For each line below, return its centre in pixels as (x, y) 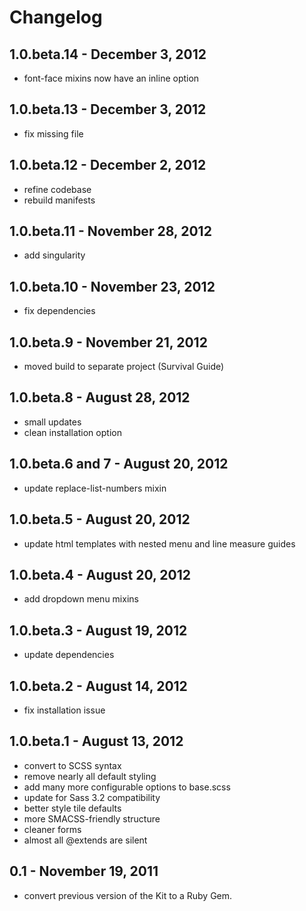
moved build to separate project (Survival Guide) (124, 367)
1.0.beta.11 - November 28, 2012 (110, 231)
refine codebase (57, 189)
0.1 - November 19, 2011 (84, 871)
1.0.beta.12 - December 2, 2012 (108, 165)
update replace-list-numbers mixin (95, 488)
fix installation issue (64, 710)
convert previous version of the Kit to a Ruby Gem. (128, 895)
